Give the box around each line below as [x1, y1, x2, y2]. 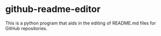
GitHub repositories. [5, 25, 47, 31]
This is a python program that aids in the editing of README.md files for [5, 20, 156, 26]
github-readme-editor [5, 3, 101, 15]
